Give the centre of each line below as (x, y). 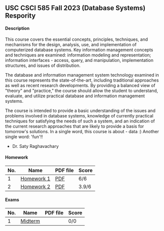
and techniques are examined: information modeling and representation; (78, 55)
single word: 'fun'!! (24, 137)
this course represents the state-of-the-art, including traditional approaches (82, 80)
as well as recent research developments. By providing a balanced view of (80, 85)
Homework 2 (35, 186)
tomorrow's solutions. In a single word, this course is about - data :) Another (82, 131)
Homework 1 (35, 178)
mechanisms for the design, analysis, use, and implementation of (71, 44)
